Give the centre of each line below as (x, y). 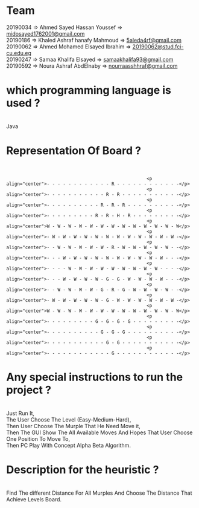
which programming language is (89, 90)
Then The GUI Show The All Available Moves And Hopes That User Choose (99, 432)
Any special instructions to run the (95, 377)
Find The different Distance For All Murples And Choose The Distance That (99, 493)
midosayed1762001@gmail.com (46, 33)
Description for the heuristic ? (83, 470)
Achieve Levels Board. (34, 499)
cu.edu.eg (19, 53)
